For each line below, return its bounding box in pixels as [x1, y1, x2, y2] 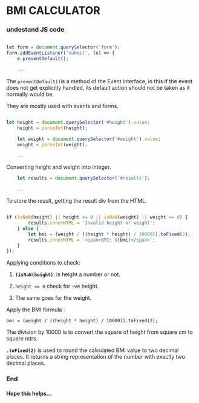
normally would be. [6, 90, 54, 98]
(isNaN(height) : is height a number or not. [15, 271, 121, 278]
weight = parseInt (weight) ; [17, 141, 88, 147]
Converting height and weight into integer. [6, 163, 111, 171]
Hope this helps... [6, 390, 52, 397]
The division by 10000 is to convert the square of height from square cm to [6, 328, 193, 336]
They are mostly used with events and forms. [6, 102, 119, 109]
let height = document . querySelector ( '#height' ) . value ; [6, 119, 150, 125]
